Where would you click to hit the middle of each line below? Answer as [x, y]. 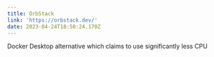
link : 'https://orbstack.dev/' [52, 20]
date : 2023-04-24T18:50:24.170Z [54, 26]
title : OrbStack [31, 14]
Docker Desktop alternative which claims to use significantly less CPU [107, 47]
